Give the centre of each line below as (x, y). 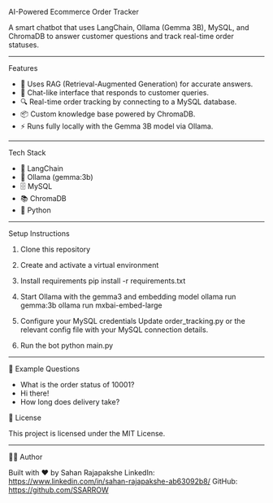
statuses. (24, 45)
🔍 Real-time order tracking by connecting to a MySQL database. (128, 102)
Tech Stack (27, 153)
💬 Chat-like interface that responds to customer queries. (115, 92)
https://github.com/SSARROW (59, 490)
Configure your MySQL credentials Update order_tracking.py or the (132, 321)
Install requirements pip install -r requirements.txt (103, 281)
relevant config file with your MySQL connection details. (114, 330)
